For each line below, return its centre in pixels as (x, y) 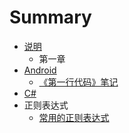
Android (40, 70)
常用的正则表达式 (74, 117)
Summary (50, 17)
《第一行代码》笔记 (78, 82)
